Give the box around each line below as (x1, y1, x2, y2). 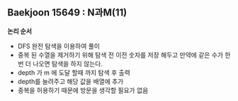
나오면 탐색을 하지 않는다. (33, 59, 103, 68)
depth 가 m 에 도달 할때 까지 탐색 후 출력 (17, 68, 131, 76)
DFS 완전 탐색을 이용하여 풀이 (17, 42, 101, 50)
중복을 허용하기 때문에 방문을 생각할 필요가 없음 (17, 85, 149, 94)
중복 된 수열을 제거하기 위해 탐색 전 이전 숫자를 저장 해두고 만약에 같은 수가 (17, 50, 224, 59)
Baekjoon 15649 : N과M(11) (7, 6, 127, 19)
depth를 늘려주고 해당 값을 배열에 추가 (17, 77, 124, 85)
